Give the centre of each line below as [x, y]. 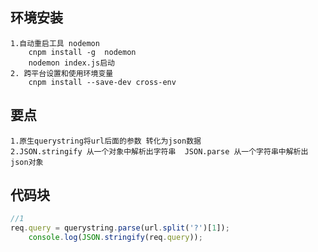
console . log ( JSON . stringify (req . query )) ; [115, 238]
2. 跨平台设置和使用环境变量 [62, 73]
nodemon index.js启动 [71, 63]
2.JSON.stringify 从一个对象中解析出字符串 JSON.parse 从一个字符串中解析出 [159, 151]
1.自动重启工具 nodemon [55, 43]
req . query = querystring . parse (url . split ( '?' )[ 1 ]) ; [120, 228]
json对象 [27, 162]
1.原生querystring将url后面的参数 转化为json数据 [106, 141]
